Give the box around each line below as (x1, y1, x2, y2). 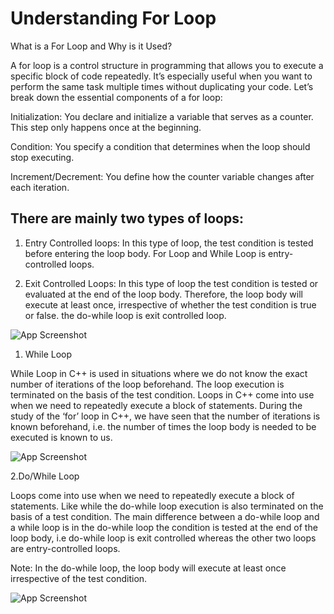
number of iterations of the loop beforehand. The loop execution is (10, 378, 285, 390)
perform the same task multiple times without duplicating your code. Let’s (10, 80, 314, 92)
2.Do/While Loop (10, 470, 80, 482)
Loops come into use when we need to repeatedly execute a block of (10, 489, 295, 501)
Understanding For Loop (10, 7, 217, 30)
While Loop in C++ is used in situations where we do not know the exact (10, 367, 308, 379)
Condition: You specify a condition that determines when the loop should (10, 140, 311, 152)
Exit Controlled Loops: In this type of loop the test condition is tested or (24, 277, 319, 289)
